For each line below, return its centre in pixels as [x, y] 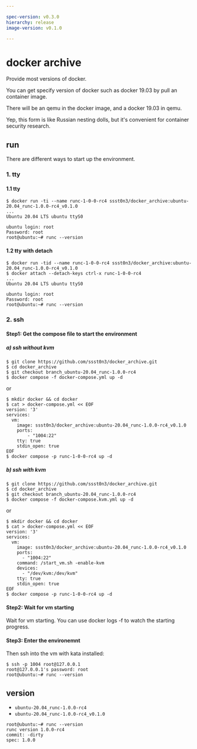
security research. [28, 126]
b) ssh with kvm [26, 469]
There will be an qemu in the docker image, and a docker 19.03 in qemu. [94, 108]
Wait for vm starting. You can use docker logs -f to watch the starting [91, 621]
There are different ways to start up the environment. [71, 159]
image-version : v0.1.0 [34, 28]
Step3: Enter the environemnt [43, 640]
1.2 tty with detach [30, 251]
